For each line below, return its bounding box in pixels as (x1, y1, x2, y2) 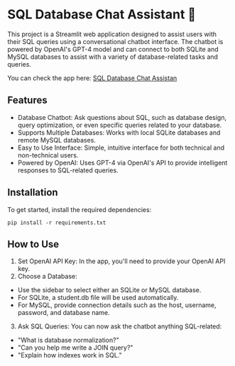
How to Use (7, 238, 60, 250)
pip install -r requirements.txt (7, 219, 106, 226)
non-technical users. (17, 150, 79, 159)
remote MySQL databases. (17, 135, 96, 144)
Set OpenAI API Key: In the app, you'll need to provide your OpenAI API (17, 257, 226, 265)
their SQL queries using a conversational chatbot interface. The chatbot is (7, 37, 224, 45)
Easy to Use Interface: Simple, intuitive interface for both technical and (17, 143, 225, 152)
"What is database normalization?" (17, 336, 119, 345)
